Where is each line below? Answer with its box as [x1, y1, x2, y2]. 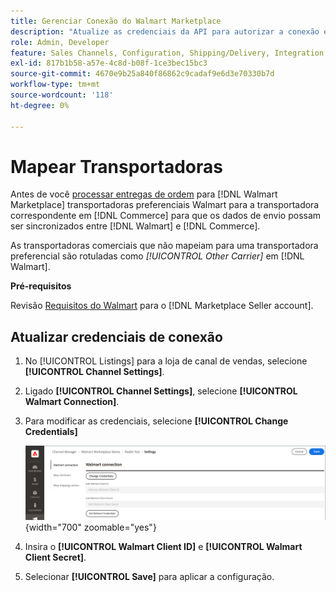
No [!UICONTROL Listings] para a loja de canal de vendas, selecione [24, 355, 308, 367]
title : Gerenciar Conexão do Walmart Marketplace [10, 16, 222, 26]
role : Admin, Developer [10, 37, 110, 47]
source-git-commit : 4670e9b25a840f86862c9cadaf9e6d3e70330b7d [10, 69, 275, 79]
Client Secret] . [24, 551, 87, 563]
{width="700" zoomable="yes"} [24, 521, 157, 533]
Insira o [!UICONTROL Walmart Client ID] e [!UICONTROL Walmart [24, 540, 303, 552]
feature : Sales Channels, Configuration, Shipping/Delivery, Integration [10, 48, 325, 58]
